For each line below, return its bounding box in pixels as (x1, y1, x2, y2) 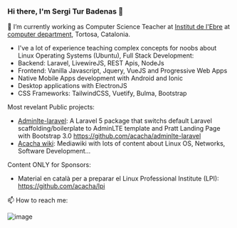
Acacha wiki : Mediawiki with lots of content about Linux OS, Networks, (17, 139, 226, 148)
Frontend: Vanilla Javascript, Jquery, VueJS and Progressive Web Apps (17, 67, 228, 75)
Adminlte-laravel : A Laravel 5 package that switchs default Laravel (17, 116, 212, 125)
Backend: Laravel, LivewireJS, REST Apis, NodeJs (17, 59, 165, 67)
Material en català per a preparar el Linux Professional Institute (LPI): (17, 174, 219, 183)
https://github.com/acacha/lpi (17, 182, 105, 190)
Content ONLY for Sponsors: (7, 161, 91, 169)
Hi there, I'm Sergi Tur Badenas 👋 (7, 6, 123, 16)
